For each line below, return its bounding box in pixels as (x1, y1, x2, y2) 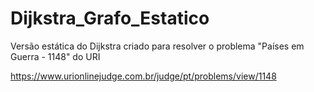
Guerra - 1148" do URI (10, 50, 101, 62)
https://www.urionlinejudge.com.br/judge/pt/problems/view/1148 (10, 70, 277, 82)
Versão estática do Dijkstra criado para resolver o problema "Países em (10, 40, 305, 52)
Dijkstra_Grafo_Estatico (10, 7, 210, 30)
